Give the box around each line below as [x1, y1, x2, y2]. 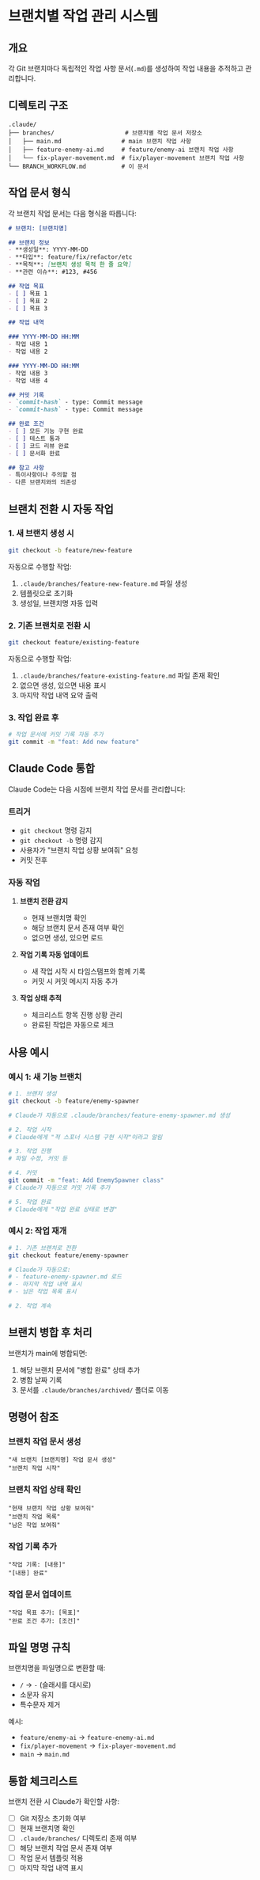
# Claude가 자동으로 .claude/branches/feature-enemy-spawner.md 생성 [8, 1111, 231, 1119]
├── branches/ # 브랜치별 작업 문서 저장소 [8, 128, 203, 137]
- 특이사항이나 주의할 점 [8, 471, 77, 479]
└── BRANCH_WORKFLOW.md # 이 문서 [8, 162, 149, 170]
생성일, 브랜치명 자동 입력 [19, 598, 99, 608]
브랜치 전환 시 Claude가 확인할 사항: [8, 1796, 120, 1806]
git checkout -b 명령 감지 [19, 836, 103, 845]
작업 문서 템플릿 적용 [19, 1853, 84, 1863]
